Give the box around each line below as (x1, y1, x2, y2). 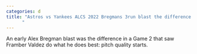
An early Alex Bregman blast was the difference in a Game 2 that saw (6, 35, 175, 42)
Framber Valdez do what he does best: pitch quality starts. (6, 41, 149, 48)
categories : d (6, 8, 41, 15)
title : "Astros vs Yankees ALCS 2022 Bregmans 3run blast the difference (6, 14, 192, 20)
